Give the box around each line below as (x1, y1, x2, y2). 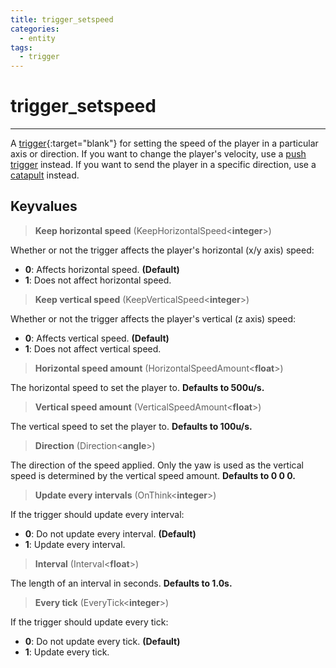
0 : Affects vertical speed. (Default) (24, 332, 170, 344)
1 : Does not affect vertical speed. (24, 342, 162, 355)
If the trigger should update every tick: (10, 616, 169, 628)
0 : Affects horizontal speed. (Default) (24, 263, 180, 275)
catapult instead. (10, 169, 80, 181)
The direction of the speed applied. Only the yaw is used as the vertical (10, 459, 304, 471)
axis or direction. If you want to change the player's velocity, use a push (10, 148, 307, 160)
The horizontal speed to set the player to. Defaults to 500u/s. (10, 381, 265, 393)
